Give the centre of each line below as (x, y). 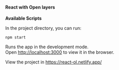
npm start (16, 38)
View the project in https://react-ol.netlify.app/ (54, 62)
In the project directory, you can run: (43, 28)
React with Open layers (30, 7)
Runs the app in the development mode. (47, 47)
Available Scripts (24, 18)
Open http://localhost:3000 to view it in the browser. (60, 52)
